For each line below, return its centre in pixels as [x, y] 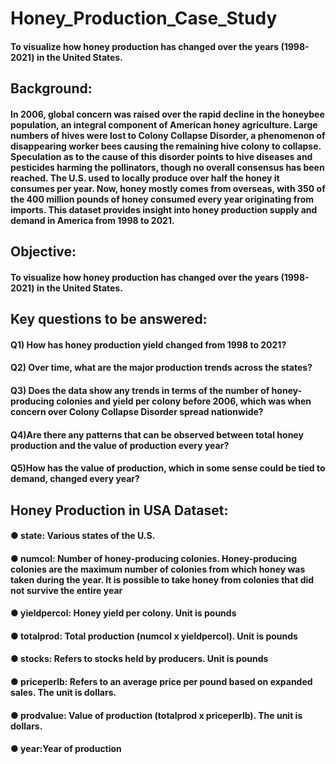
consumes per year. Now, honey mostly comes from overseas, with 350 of [168, 188]
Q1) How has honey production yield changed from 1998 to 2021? [148, 344]
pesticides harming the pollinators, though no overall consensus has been [167, 167]
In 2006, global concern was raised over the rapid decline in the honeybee [167, 114]
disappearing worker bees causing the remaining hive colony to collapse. [166, 146]
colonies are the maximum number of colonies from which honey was [158, 569]
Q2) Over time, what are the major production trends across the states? [161, 368]
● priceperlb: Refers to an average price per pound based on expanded [161, 682]
